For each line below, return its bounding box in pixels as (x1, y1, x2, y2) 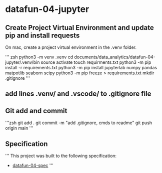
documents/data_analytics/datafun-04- (74, 54, 156, 60)
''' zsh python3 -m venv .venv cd (5, 54, 73, 60)
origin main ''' (5, 125, 33, 131)
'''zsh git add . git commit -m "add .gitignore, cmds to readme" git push (5, 120, 152, 126)
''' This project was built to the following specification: (5, 153, 116, 159)
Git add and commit (5, 106, 67, 115)
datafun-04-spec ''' (12, 163, 53, 169)
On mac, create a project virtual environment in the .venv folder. (5, 44, 136, 50)
